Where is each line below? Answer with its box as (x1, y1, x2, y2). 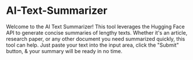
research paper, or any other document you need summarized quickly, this (6, 35, 185, 42)
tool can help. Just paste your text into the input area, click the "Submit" (6, 42, 179, 48)
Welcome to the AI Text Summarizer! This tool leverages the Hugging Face (6, 23, 185, 30)
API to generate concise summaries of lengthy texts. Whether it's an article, (6, 29, 188, 36)
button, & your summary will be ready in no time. (6, 47, 122, 54)
